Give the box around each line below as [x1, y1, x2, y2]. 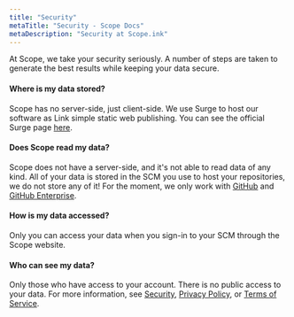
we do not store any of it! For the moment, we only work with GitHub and [9, 181, 275, 191]
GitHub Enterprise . [9, 189, 77, 200]
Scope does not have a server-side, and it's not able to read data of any [9, 161, 272, 173]
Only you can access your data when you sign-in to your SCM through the [9, 229, 281, 240]
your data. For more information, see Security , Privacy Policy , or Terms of [9, 289, 277, 299]
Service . [9, 298, 40, 309]
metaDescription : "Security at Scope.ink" [9, 29, 168, 38]
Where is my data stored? [9, 83, 106, 94]
